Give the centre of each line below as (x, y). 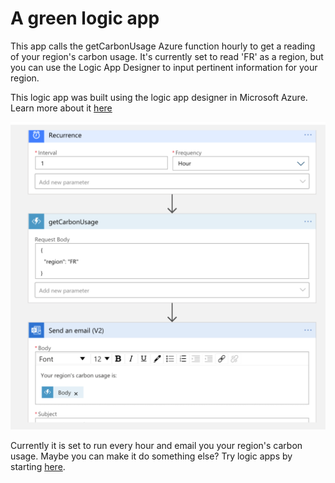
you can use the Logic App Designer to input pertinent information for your (164, 67)
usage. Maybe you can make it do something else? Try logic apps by (151, 456)
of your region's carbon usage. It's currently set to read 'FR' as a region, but (167, 56)
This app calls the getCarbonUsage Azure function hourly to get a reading (163, 46)
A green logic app (85, 18)
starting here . (38, 466)
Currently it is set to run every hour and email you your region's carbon (156, 445)
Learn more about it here (61, 108)
